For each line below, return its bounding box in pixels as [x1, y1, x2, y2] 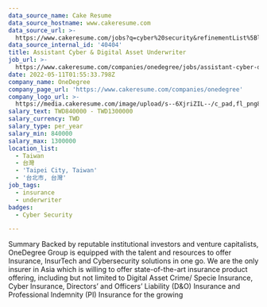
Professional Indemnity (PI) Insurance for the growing [8, 290, 184, 300]
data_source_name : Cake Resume [8, 11, 112, 20]
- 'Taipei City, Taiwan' [15, 167, 98, 175]
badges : [8, 203, 34, 211]
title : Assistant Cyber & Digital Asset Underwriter [8, 48, 187, 56]
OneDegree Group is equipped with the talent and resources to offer [8, 248, 232, 258]
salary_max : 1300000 [8, 136, 77, 145]
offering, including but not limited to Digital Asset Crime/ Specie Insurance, [8, 273, 253, 282]
